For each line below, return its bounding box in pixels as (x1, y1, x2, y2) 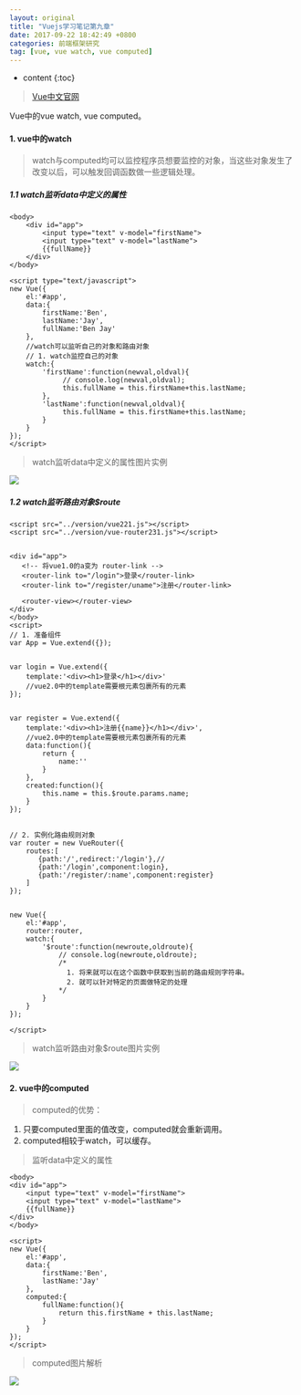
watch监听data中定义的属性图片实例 (31, 457, 168, 468)
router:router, (26, 927, 84, 936)
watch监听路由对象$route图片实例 (31, 1043, 161, 1054)
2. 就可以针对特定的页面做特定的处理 (67, 978, 188, 987)
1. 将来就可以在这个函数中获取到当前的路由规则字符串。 (67, 968, 249, 977)
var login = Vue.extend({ (9, 662, 108, 671)
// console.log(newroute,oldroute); (57, 951, 198, 960)
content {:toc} (22, 72, 76, 83)
